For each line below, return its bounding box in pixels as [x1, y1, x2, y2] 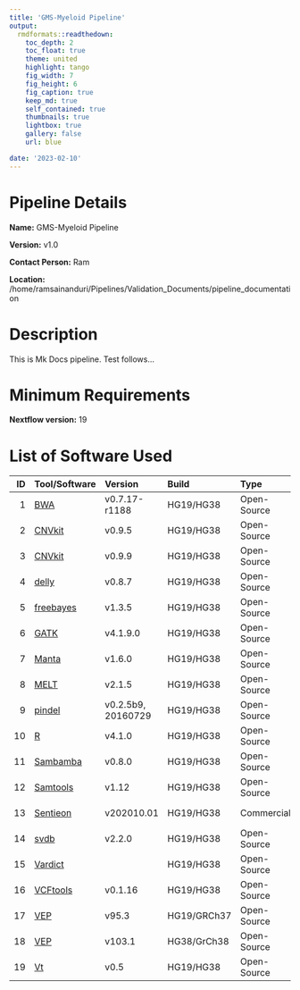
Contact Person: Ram [9, 256, 90, 267]
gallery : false [25, 130, 82, 138]
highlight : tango [25, 63, 90, 72]
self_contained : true [25, 105, 105, 113]
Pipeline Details [9, 192, 128, 213]
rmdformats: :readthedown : [17, 29, 114, 38]
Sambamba [34, 756, 82, 768]
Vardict [34, 859, 64, 871]
